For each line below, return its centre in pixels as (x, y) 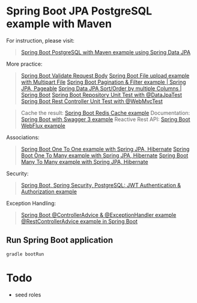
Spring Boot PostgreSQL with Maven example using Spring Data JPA (106, 52)
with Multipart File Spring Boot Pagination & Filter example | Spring (103, 82)
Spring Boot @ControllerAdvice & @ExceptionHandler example (98, 214)
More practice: (25, 64)
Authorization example (49, 192)
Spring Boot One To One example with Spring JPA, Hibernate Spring (105, 149)
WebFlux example (43, 125)
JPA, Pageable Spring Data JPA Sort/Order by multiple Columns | (101, 88)
